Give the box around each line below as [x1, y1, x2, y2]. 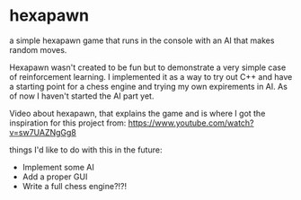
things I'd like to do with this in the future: [9, 144, 163, 155]
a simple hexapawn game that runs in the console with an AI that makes [9, 35, 275, 46]
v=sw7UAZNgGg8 [9, 126, 76, 137]
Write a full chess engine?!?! [22, 180, 128, 191]
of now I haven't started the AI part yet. [9, 91, 155, 101]
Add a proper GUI [22, 171, 88, 182]
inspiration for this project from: [9, 117, 127, 128]
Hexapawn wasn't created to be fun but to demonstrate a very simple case [9, 62, 287, 73]
